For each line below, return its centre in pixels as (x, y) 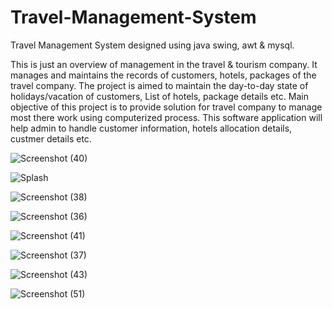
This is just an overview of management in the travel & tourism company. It (164, 64)
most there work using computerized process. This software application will (166, 117)
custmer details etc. (51, 138)
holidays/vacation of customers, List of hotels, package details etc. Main (159, 96)
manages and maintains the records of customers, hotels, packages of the (163, 75)
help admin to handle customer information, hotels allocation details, (151, 128)
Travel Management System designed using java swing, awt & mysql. (152, 45)
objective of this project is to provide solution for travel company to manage (166, 107)
